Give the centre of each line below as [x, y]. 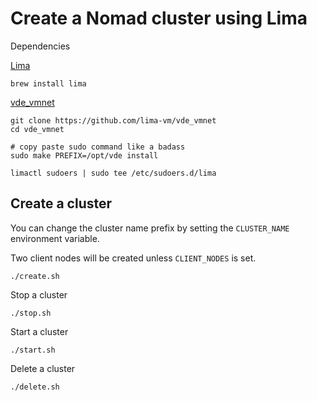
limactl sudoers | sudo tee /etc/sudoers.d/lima [113, 173]
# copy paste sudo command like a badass [98, 147]
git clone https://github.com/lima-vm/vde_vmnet [113, 120]
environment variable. [55, 238]
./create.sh [35, 276]
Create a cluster [61, 203]
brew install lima [48, 83]
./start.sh [33, 350]
